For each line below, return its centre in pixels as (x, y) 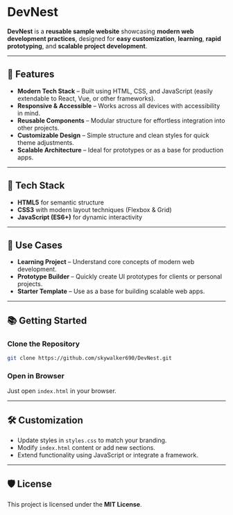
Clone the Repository (44, 344)
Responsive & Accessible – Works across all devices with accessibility (119, 105)
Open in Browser (36, 376)
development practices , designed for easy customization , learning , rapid (114, 38)
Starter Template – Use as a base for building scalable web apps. (111, 291)
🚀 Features (31, 75)
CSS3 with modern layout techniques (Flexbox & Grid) (94, 209)
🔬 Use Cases (35, 245)
